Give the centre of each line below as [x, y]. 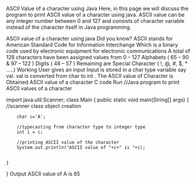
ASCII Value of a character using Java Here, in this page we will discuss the [97, 9]
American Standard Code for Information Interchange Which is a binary [92, 45]
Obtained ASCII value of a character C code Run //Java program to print [93, 82]
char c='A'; [31, 117]
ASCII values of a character [39, 88]
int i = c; [30, 132]
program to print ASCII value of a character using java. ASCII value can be [95, 15]
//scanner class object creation [44, 106]
